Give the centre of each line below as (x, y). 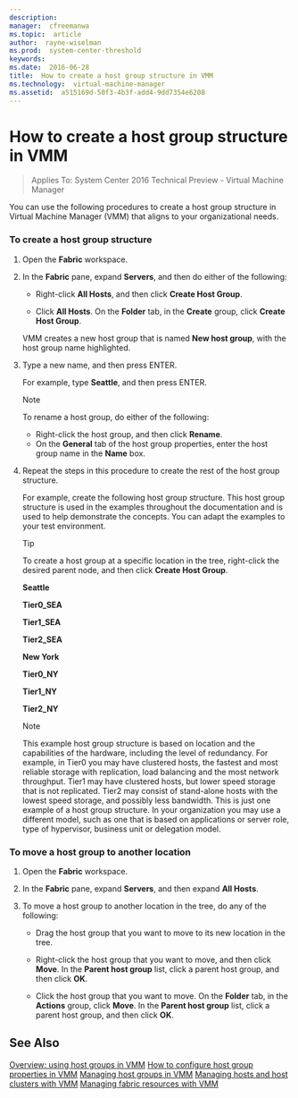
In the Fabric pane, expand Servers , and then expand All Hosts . (140, 889)
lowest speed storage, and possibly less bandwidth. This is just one (146, 800)
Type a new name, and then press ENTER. (99, 365)
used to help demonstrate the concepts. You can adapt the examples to (153, 516)
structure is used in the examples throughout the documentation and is (153, 507)
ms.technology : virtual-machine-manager (87, 84)
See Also (34, 1043)
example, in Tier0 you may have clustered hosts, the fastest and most (150, 762)
